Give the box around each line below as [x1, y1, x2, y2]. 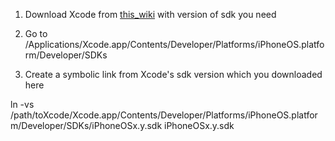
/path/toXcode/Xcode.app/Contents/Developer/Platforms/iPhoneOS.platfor [10, 109, 318, 121]
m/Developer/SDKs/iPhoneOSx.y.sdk [10, 120, 163, 131]
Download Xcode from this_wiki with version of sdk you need [24, 9, 277, 20]
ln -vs [10, 99, 35, 110]
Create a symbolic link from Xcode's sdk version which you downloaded [24, 69, 323, 80]
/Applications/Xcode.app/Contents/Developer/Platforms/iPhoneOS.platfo [24, 39, 325, 50]
